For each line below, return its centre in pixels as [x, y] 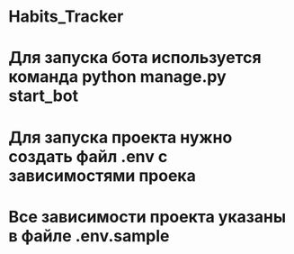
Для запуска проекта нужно [120, 137]
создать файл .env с [88, 156]
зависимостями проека [102, 175]
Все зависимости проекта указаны [147, 217]
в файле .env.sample [89, 236]
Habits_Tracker [66, 17]
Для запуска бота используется [135, 58]
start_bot [43, 96]
